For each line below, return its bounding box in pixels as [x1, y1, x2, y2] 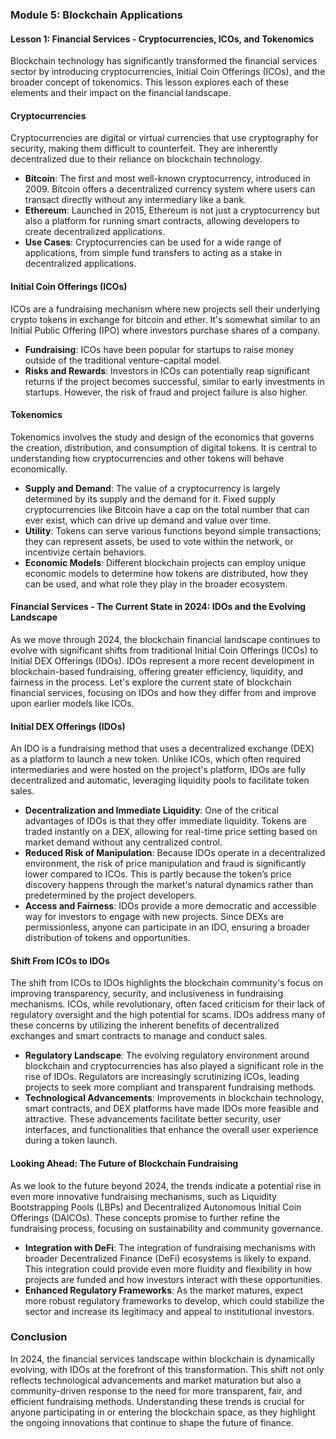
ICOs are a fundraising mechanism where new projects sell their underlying [10, 303, 321, 315]
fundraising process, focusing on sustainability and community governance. [10, 1222, 324, 1234]
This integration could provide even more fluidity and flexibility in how [24, 1263, 313, 1275]
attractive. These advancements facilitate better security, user [24, 1113, 282, 1125]
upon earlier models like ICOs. [10, 697, 135, 709]
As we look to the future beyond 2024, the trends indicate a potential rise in [10, 1179, 322, 1192]
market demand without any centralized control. [24, 836, 223, 848]
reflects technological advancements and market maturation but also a [10, 1374, 302, 1386]
